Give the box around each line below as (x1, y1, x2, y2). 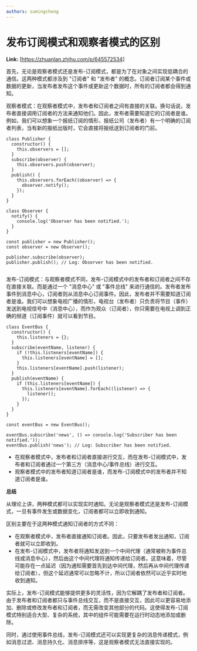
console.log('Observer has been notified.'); (16, 218, 130, 224)
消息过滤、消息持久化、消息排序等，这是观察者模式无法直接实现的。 (11, 638, 176, 645)
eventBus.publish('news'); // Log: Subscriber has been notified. (6, 442, 172, 448)
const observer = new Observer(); (6, 244, 91, 250)
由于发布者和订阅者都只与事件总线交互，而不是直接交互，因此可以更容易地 (6, 596, 186, 603)
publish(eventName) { (11, 375, 64, 381)
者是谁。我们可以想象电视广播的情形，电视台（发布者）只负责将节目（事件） (6, 297, 191, 304)
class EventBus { (6, 324, 49, 330)
